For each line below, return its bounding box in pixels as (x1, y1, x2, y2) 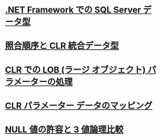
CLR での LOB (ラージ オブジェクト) (5, 64, 146, 75)
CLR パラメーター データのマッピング (5, 100, 153, 111)
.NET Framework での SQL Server (5, 4, 141, 15)
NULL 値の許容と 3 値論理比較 (5, 124, 124, 135)
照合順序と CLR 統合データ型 (5, 41, 119, 51)
